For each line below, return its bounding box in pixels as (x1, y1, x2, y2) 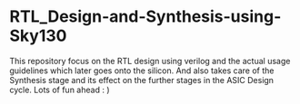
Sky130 (9, 25, 67, 46)
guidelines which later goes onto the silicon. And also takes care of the (9, 65, 275, 76)
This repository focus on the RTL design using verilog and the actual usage (9, 55, 291, 66)
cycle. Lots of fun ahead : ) (9, 84, 110, 95)
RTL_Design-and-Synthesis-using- (9, 6, 282, 27)
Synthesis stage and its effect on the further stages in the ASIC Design (9, 74, 275, 85)
